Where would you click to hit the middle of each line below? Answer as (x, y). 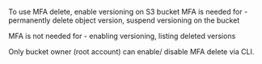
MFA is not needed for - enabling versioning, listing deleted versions (122, 36)
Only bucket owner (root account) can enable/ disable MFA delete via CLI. (131, 51)
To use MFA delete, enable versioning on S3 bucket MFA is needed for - (128, 12)
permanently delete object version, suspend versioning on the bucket (124, 20)
